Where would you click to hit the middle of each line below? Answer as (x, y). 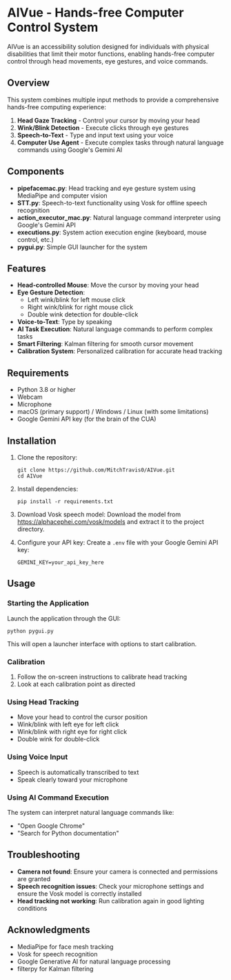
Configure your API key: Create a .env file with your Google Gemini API (118, 543)
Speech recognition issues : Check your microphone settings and (110, 886)
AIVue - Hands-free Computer (96, 13)
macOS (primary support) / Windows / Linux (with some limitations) (113, 412)
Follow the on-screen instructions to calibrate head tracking (102, 677)
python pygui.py (30, 631)
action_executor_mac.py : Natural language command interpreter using (119, 217)
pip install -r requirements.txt (65, 502)
